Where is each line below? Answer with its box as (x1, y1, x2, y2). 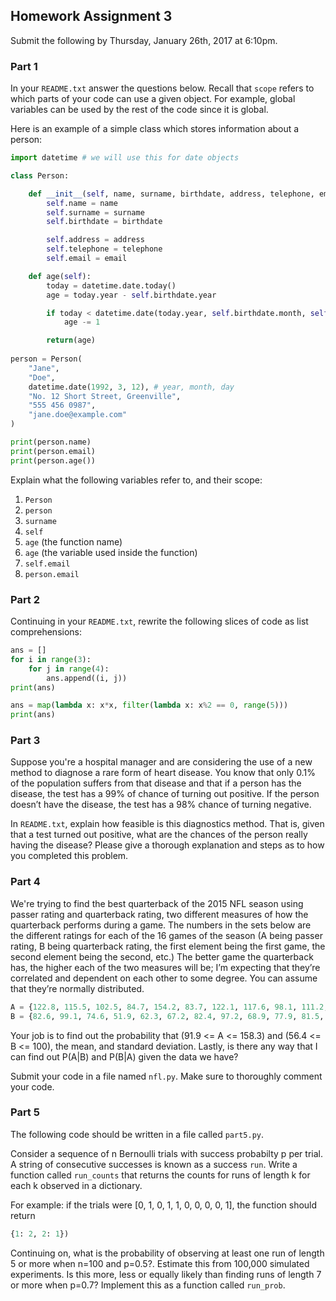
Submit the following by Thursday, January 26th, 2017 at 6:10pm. (10, 34, 278, 46)
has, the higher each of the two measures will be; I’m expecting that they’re (10, 961, 321, 973)
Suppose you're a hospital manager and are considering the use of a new (10, 756, 313, 768)
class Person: (10, 170, 70, 181)
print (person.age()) (10, 455, 97, 466)
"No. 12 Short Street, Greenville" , (28, 391, 182, 401)
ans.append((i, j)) (46, 673, 128, 683)
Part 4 (10, 875, 41, 889)
